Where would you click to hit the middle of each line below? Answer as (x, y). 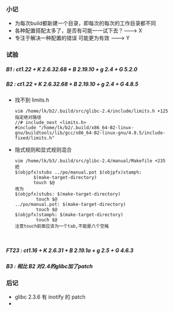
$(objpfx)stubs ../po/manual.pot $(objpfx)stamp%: (78, 172)
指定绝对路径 (28, 117)
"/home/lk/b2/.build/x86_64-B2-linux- (86, 127)
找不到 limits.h (32, 100)
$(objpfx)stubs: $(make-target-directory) (68, 194)
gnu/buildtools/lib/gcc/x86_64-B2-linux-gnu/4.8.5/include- (90, 133)
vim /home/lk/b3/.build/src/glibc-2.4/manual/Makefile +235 (90, 161)
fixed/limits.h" (35, 138)
